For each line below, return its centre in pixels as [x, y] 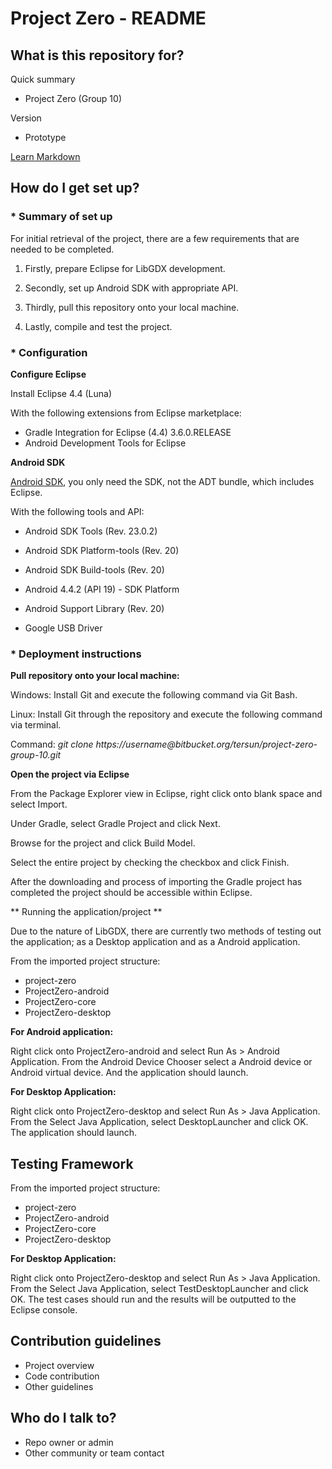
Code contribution [62, 1376]
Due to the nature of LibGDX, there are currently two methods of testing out [166, 931]
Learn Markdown [45, 156]
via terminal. [36, 725]
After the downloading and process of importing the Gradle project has [156, 882]
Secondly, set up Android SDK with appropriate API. [131, 288]
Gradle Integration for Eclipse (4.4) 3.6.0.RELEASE [128, 432]
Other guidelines [59, 1386]
